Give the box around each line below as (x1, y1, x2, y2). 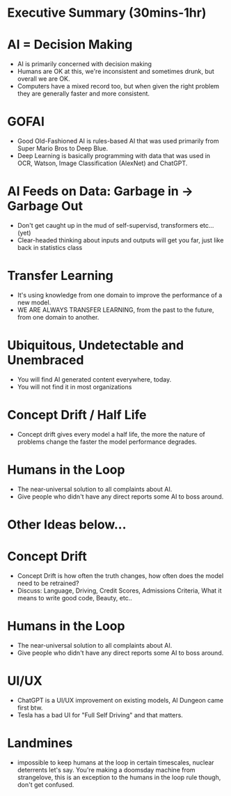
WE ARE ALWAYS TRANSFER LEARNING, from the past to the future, (17, 305, 214, 314)
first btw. (17, 703, 43, 712)
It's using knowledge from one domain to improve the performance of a (17, 290, 223, 299)
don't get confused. (17, 780, 74, 788)
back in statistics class (17, 244, 83, 251)
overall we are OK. (17, 75, 70, 83)
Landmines (7, 735, 73, 751)
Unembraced (7, 352, 84, 368)
